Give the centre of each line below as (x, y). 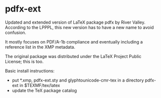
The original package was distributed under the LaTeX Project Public (73, 56)
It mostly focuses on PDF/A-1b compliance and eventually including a (74, 42)
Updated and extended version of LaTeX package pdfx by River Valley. (75, 22)
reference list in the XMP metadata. (40, 47)
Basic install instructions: (30, 70)
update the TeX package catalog (44, 90)
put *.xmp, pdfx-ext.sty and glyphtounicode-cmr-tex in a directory (78, 80)
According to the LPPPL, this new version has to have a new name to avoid (79, 27)
